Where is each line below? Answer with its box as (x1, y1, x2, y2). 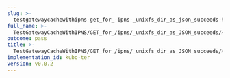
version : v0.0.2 (7, 60, 53, 67)
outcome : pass (7, 35, 48, 42)
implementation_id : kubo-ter (7, 54, 90, 61)
